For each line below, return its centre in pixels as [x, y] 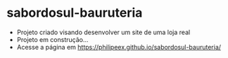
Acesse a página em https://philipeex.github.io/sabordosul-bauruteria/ [119, 47]
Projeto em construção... [52, 39]
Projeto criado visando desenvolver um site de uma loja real [103, 32]
